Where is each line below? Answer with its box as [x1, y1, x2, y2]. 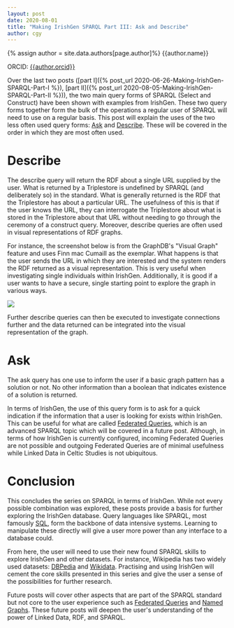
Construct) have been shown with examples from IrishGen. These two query [7, 99, 227, 107]
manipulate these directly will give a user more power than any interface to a [7, 526, 228, 535]
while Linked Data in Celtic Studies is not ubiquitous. [7, 449, 159, 458]
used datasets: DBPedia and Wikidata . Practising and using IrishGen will [7, 562, 214, 571]
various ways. [7, 287, 47, 295]
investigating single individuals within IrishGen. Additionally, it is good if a [7, 271, 218, 280]
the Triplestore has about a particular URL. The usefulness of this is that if [7, 198, 220, 207]
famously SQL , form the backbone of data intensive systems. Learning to [7, 519, 218, 528]
